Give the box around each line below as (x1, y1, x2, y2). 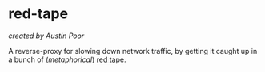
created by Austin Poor (8, 31, 85, 40)
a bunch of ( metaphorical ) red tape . (8, 55, 126, 64)
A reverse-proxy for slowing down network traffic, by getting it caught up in (8, 46, 258, 55)
